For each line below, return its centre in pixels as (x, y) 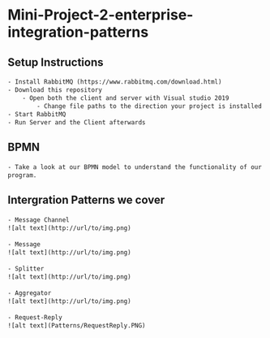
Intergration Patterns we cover (86, 200)
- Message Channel (39, 220)
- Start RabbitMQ (37, 115)
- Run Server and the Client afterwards (77, 123)
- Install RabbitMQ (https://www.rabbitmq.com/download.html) (115, 82)
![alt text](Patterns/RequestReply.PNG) (77, 325)
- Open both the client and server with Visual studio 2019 (126, 98)
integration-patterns (78, 32)
